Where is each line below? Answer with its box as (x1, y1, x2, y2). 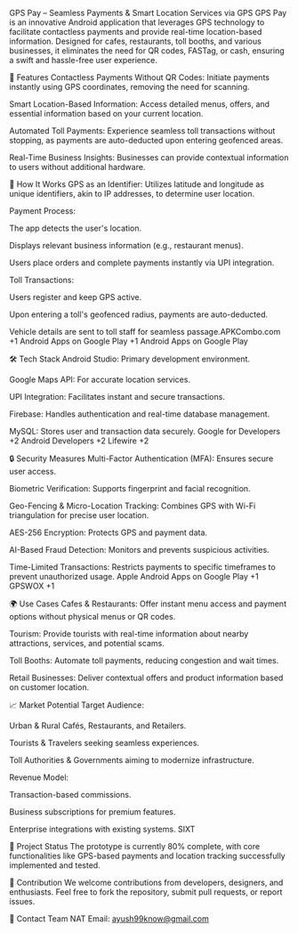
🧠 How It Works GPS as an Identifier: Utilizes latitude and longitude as (9, 179, 265, 190)
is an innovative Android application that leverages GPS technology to (9, 17, 265, 28)
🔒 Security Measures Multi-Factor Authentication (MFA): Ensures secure (9, 453, 274, 464)
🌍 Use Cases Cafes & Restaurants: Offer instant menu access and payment (9, 598, 287, 609)
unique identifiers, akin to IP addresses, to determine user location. (9, 189, 255, 199)
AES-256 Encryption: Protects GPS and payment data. (9, 527, 207, 538)
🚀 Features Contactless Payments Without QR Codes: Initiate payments (9, 72, 270, 83)
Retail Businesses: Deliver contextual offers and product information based (9, 672, 284, 683)
